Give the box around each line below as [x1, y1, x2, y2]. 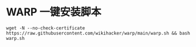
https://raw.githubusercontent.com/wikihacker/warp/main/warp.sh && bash [6, 30, 191, 36]
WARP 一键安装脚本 [6, 5, 102, 19]
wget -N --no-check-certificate [6, 25, 85, 31]
